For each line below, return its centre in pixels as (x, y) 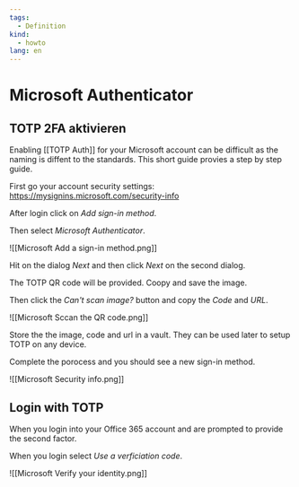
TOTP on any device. (48, 344)
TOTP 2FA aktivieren (68, 128)
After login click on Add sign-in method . (83, 213)
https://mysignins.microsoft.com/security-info (94, 196)
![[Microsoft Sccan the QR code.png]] (79, 317)
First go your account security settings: (82, 187)
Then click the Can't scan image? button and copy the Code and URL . (139, 300)
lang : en (26, 51)
